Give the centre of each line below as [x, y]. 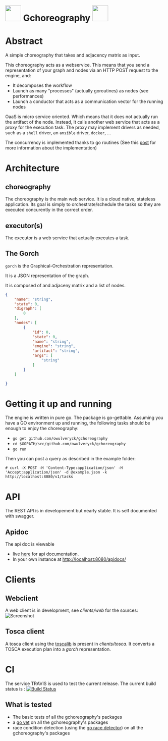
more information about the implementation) [51, 148]
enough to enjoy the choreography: [42, 429]
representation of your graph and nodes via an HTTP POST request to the [82, 70]
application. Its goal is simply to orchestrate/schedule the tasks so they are [83, 204]
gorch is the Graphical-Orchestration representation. [59, 266]
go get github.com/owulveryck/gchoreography [60, 439]
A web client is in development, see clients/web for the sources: [72, 610]
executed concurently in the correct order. [49, 210]
